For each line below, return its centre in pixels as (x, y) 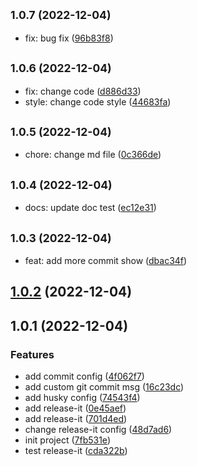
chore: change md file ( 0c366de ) (93, 155)
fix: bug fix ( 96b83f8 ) (69, 38)
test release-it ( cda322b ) (76, 451)
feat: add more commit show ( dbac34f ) (106, 261)
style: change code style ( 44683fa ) (98, 101)
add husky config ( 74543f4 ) (82, 398)
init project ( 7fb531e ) (67, 440)
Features (32, 354)
